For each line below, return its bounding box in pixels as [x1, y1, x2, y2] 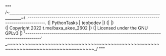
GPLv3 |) [5, 30, 23, 36]
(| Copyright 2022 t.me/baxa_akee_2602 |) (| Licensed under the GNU [5, 25, 148, 31]
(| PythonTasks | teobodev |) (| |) [47, 20, 114, 26]
